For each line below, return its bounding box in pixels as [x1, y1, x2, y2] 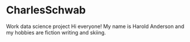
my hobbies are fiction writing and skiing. [6, 29, 106, 36]
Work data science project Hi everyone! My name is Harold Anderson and [6, 23, 185, 30]
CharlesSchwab [6, 3, 86, 17]
